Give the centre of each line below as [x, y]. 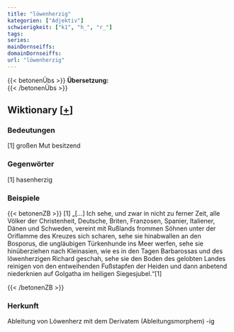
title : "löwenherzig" [39, 14]
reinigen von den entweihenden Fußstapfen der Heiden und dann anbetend [117, 266]
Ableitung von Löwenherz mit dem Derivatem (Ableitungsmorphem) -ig [111, 321]
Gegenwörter [31, 164]
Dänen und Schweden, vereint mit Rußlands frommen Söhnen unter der [112, 228]
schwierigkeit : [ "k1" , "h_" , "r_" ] [60, 27]
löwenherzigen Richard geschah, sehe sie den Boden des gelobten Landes [116, 259]
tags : [15, 34]
